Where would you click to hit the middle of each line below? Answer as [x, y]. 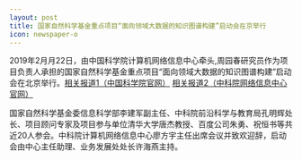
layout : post [34, 17]
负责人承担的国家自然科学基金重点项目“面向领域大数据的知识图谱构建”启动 [154, 72]
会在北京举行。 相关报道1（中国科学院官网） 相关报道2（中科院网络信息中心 [148, 83]
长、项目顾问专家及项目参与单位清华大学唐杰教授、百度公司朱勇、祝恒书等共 [151, 124]
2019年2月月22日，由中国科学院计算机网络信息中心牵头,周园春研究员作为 [145, 61]
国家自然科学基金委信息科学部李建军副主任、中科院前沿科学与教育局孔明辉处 [151, 114]
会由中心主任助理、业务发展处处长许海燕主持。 [96, 147]
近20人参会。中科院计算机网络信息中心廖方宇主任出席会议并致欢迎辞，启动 [148, 136]
